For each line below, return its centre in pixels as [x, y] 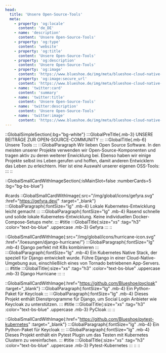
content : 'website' [38, 47]
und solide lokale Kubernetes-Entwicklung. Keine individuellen [68, 216]
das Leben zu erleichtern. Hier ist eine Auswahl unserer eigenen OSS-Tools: [82, 166]
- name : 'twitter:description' [46, 106]
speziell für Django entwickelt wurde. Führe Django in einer [65, 257]
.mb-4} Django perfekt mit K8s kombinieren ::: [52, 247]
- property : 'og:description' [45, 60]
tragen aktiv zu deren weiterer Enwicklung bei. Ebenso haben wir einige [78, 155]
